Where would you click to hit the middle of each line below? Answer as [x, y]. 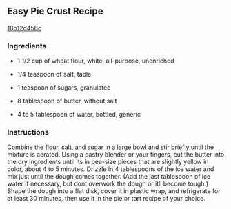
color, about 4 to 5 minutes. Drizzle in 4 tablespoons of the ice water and [111, 169]
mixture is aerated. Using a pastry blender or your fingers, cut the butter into [116, 155]
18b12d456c [24, 28]
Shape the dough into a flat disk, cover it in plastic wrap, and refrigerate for [114, 191]
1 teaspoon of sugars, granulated [64, 88]
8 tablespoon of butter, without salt [67, 101]
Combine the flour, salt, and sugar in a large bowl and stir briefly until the [111, 147]
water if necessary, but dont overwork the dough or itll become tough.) [108, 184]
